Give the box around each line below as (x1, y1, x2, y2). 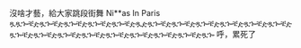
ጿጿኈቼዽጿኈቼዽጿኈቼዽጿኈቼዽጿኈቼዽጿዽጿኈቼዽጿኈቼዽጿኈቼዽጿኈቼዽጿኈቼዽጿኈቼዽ (9, 18, 292, 28)
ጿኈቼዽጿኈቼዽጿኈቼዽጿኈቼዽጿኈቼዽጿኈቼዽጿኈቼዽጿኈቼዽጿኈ (9, 29, 215, 39)
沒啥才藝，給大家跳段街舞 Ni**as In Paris (9, 8, 161, 18)
